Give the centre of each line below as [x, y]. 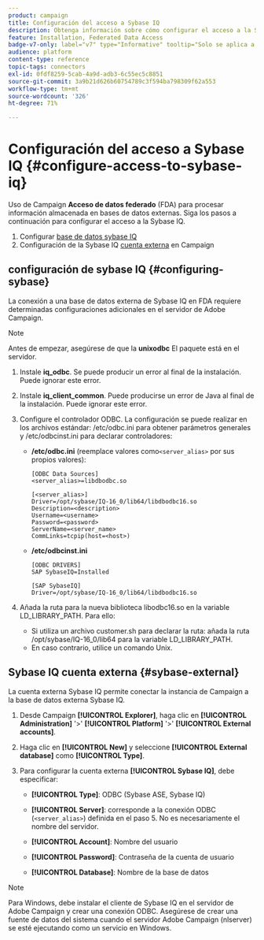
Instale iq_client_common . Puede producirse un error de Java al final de [137, 396]
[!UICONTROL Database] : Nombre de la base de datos [120, 872]
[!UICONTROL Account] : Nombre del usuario [104, 842]
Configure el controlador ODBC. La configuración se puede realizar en [133, 419]
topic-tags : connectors [47, 67]
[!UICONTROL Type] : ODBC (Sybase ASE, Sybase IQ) [118, 794]
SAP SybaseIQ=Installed [70, 572]
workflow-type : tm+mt [44, 89]
